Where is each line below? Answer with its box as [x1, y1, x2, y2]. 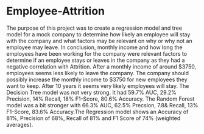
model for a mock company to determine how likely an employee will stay [6, 30, 191, 38]
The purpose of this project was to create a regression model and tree [6, 24, 183, 32]
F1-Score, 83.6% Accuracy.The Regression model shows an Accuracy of [6, 108, 189, 115]
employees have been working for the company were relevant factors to [6, 50, 188, 57]
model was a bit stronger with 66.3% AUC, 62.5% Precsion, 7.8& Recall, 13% [6, 101, 199, 109]
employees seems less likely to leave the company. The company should [6, 69, 189, 76]
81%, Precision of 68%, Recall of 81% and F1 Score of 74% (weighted [6, 114, 181, 122]
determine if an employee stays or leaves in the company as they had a [6, 56, 185, 64]
